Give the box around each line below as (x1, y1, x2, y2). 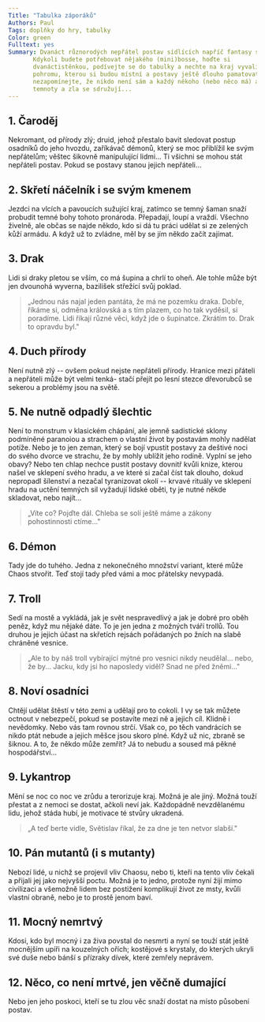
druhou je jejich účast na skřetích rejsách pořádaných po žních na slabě (8, 630, 242, 639)
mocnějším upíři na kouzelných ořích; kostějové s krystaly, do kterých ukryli (8, 945, 254, 954)
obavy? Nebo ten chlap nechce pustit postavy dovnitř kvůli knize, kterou (8, 459, 243, 470)
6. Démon (8, 540, 57, 553)
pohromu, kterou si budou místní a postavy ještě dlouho (32, 70, 224, 78)
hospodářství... (8, 747, 58, 757)
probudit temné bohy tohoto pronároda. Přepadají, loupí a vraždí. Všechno (8, 212, 249, 222)
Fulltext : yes (8, 41, 55, 49)
